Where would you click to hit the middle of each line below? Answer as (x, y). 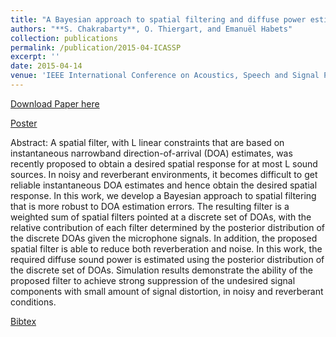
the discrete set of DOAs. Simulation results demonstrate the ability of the (162, 270)
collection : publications (64, 38)
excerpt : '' (35, 57)
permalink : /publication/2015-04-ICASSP (96, 47)
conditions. (33, 302)
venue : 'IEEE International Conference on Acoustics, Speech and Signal (165, 76)
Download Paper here (55, 103)
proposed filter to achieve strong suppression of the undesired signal (153, 280)
